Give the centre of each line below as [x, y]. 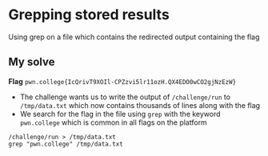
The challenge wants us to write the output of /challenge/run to [125, 97]
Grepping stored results [89, 15]
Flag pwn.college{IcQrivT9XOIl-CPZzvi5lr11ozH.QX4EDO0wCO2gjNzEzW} [122, 81]
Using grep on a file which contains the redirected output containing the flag [134, 37]
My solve [32, 62]
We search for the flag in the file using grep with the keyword [120, 114]
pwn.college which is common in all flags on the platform [114, 122]
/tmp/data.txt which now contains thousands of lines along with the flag [140, 105]
